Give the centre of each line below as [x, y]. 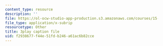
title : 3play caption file [32, 32]
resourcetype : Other [26, 27]
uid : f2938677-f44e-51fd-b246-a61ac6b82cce [50, 36]
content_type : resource [29, 9]
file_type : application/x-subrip [39, 23]
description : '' [21, 14]
